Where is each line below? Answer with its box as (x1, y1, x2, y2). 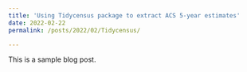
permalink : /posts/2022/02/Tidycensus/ (8, 26, 141, 34)
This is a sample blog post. (8, 55, 96, 64)
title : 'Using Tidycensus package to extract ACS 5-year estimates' (8, 11, 241, 20)
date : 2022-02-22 (8, 19, 66, 27)
